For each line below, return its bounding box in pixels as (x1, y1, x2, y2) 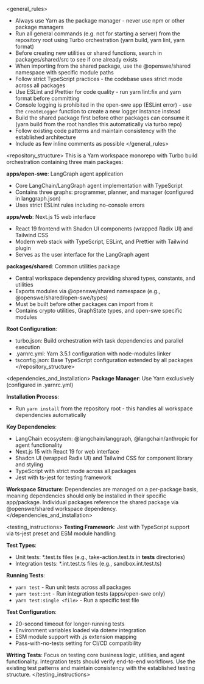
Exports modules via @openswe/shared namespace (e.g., (15, 288, 160, 294)
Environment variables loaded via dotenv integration (15, 627, 146, 633)
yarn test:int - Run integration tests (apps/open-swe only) (15, 590, 166, 597)
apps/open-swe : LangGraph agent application (6, 170, 124, 177)
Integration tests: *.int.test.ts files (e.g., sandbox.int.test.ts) (15, 560, 162, 567)
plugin (15, 244, 32, 252)
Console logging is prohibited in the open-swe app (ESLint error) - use (15, 101, 192, 109)
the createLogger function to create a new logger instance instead (15, 108, 181, 115)
